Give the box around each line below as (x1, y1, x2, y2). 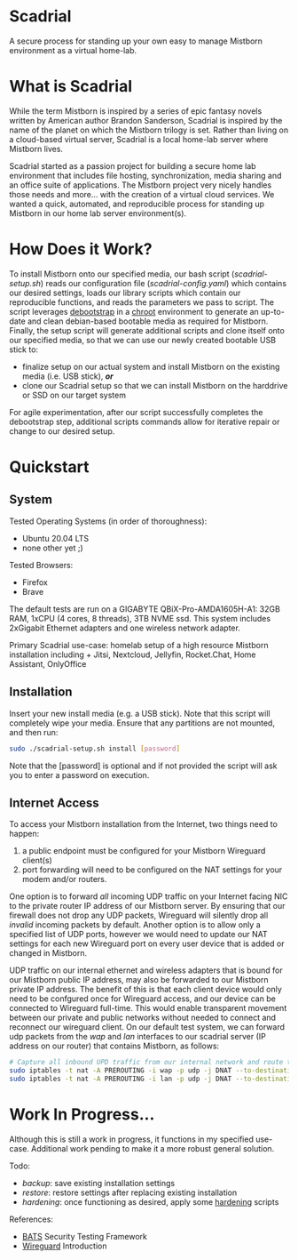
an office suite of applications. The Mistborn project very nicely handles (9, 180, 272, 190)
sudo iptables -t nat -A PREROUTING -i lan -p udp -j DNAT (9, 1074, 232, 1084)
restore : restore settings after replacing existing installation (21, 1187, 238, 1198)
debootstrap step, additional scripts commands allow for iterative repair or (9, 416, 280, 427)
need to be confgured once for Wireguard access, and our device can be (9, 993, 277, 1004)
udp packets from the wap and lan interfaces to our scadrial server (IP (9, 1031, 266, 1042)
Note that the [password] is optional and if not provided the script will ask (9, 760, 278, 771)
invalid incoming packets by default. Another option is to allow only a (9, 919, 261, 930)
